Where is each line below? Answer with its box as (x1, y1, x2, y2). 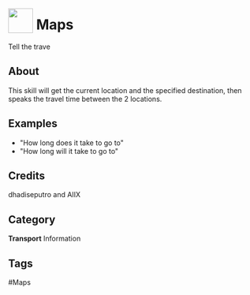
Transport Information (8, 233, 81, 244)
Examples (8, 117, 58, 130)
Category (8, 213, 56, 226)
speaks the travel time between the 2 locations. (8, 94, 162, 103)
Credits (8, 169, 46, 182)
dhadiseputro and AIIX (8, 190, 81, 200)
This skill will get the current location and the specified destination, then (8, 85, 242, 95)
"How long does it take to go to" (19, 138, 125, 147)
